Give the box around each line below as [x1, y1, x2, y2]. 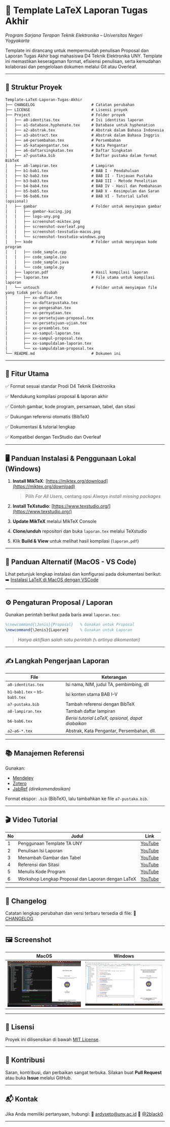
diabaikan [65, 720, 87, 726]
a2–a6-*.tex [7, 728, 33, 734]
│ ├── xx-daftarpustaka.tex [5, 300, 78, 305]
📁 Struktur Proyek [5, 83, 62, 92]
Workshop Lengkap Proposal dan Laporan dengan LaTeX [18, 876, 137, 882]
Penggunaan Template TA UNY [18, 840, 82, 847]
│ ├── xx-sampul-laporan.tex [5, 330, 80, 336]
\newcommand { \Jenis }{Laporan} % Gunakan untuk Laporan [5, 627, 133, 633]
